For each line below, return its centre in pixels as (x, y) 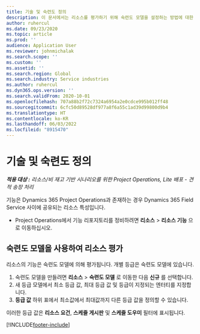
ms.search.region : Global (39, 74)
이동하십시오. (37, 228)
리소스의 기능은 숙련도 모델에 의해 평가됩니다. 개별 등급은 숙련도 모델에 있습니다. (100, 264)
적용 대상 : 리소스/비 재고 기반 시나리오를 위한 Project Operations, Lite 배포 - (97, 179)
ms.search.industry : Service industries (58, 79)
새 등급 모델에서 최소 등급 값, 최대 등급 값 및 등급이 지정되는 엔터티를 (95, 284)
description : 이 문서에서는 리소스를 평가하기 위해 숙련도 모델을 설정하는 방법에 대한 (100, 18)
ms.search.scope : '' (32, 57)
